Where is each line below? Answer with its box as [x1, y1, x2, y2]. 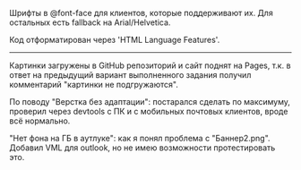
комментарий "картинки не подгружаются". [9, 80, 179, 89]
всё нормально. [9, 115, 71, 126]
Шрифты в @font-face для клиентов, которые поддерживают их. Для [9, 8, 273, 18]
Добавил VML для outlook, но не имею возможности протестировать [9, 142, 276, 153]
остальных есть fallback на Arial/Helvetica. [9, 17, 171, 28]
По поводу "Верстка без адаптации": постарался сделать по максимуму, [9, 97, 291, 106]
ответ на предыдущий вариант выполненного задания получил [9, 70, 252, 80]
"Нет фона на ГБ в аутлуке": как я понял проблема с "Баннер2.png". [9, 133, 271, 143]
